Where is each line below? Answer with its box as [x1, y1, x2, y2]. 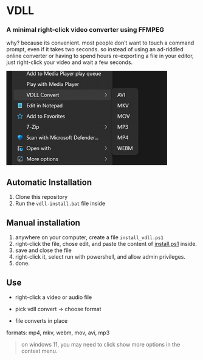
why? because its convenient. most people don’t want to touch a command [6, 39, 194, 46]
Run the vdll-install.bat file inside [15, 200, 105, 207]
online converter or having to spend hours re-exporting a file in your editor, [6, 52, 194, 60]
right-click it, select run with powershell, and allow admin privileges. [15, 253, 185, 261]
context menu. [21, 347, 58, 355]
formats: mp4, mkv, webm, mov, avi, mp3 [6, 329, 110, 336]
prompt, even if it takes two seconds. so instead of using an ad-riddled [6, 46, 184, 53]
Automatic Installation [6, 177, 92, 187]
